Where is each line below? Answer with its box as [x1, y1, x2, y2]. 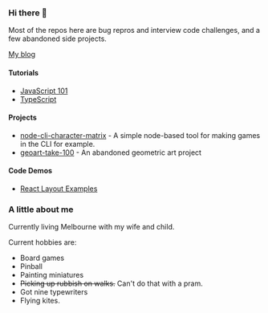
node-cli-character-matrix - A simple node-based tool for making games [19, 130, 261, 140]
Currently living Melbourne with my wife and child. [8, 222, 175, 232]
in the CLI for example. [19, 139, 95, 148]
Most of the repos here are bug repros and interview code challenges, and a [8, 26, 261, 35]
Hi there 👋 [8, 7, 48, 18]
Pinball [19, 262, 43, 271]
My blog [8, 50, 36, 59]
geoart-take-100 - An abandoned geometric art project [19, 148, 202, 157]
